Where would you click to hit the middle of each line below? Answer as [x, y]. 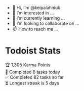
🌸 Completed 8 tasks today [33, 72]
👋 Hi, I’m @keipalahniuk [36, 8]
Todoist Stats [33, 51]
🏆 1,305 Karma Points [28, 65]
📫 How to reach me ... [35, 29]
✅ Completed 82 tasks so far [35, 77]
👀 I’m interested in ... [33, 13]
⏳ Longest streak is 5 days [32, 83]
